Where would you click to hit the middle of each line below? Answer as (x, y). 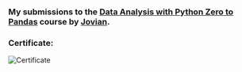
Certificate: (31, 43)
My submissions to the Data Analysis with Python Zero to (121, 12)
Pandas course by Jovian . (59, 21)
